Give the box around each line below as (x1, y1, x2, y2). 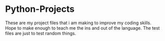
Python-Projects (5, 3, 75, 15)
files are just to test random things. (5, 30, 76, 36)
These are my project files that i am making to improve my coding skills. (5, 20, 152, 26)
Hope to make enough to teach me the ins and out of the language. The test (5, 25, 160, 31)
